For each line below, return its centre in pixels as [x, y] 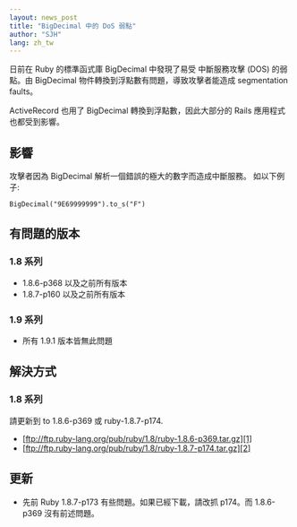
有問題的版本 [45, 234]
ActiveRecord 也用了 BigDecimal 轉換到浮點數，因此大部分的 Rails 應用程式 [148, 111]
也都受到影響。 [37, 122]
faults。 [24, 91]
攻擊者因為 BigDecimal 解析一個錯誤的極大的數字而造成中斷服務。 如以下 [143, 177]
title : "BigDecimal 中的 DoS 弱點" [73, 26]
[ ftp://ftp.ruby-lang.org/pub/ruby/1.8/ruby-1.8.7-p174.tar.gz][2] [136, 448]
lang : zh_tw [31, 43]
